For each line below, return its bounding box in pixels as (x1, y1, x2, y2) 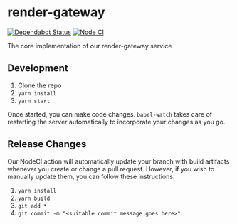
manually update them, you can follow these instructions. (7, 172, 175, 181)
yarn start (17, 97, 51, 105)
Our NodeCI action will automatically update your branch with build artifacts (7, 157, 230, 166)
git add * (17, 202, 48, 210)
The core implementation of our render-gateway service (7, 41, 172, 50)
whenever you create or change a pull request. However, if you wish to (7, 164, 215, 173)
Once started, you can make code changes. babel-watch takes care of (7, 110, 212, 118)
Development (7, 62, 69, 75)
